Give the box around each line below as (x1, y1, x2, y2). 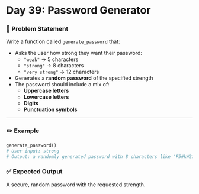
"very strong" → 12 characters (23, 69, 99, 76)
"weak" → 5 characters (23, 56, 79, 63)
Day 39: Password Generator (6, 4, 151, 17)
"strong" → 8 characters (23, 62, 84, 69)
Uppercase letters (23, 87, 69, 95)
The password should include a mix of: (14, 81, 110, 88)
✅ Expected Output (6, 167, 63, 176)
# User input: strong (6, 148, 60, 154)
